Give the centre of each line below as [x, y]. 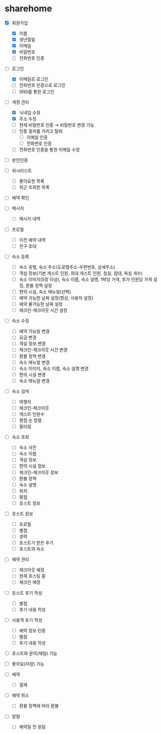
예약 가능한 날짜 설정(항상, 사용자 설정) [56, 298]
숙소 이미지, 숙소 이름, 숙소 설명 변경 [54, 368]
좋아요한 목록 [32, 181]
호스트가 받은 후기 [36, 543]
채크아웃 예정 [32, 570]
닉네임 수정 [30, 112]
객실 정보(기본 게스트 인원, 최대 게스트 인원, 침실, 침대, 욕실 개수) [81, 273]
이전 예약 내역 [32, 240]
